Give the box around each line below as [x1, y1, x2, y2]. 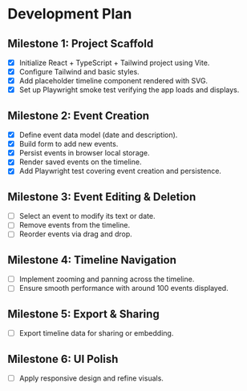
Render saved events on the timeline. [18, 157, 142, 167]
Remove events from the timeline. [18, 220, 130, 230]
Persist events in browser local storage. [18, 148, 150, 158]
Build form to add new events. [18, 139, 119, 149]
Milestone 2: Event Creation [7, 109, 150, 123]
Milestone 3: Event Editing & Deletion [7, 190, 196, 204]
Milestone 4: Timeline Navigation [7, 253, 177, 267]
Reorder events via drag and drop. [18, 229, 133, 239]
